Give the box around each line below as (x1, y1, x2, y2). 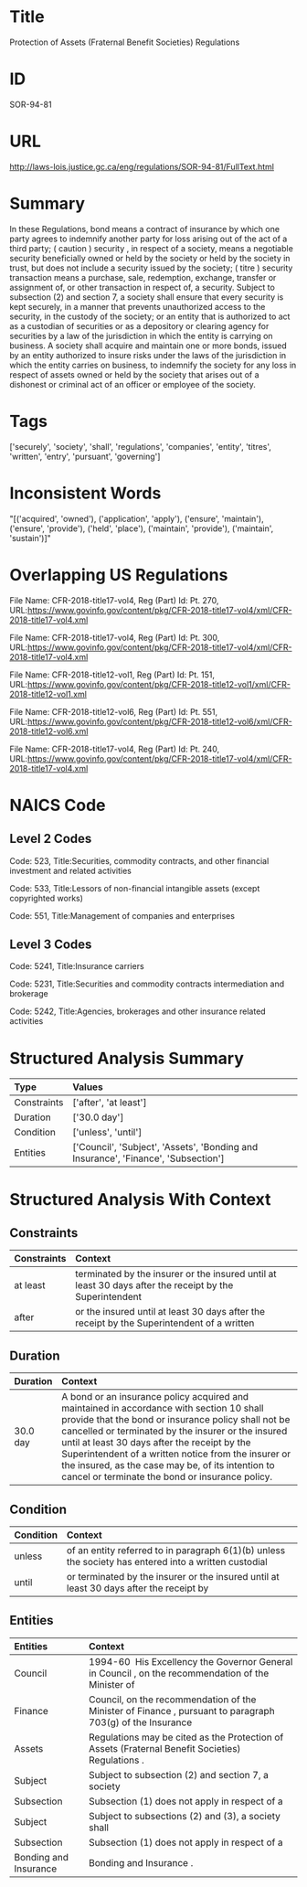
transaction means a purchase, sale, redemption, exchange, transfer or (9, 272, 277, 283)
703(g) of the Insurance (88, 1716, 193, 1729)
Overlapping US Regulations (9, 564, 228, 585)
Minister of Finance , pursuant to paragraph (88, 1704, 276, 1717)
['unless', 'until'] (72, 1126, 143, 1139)
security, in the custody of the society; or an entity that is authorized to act (9, 311, 291, 322)
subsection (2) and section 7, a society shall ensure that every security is (9, 291, 284, 303)
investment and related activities (9, 865, 132, 876)
